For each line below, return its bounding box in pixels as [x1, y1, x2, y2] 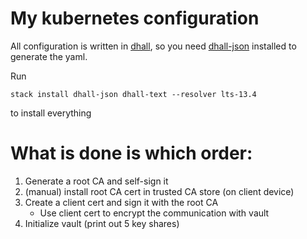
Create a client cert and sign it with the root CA [24, 196, 219, 208]
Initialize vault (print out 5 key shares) [24, 217, 180, 229]
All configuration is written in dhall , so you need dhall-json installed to [10, 40, 297, 52]
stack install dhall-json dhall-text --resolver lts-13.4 [10, 89, 257, 99]
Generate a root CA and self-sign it [24, 175, 169, 187]
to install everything [10, 107, 92, 119]
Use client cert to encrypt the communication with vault [39, 207, 270, 219]
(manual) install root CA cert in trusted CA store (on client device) [24, 185, 295, 197]
